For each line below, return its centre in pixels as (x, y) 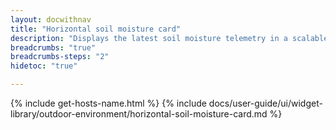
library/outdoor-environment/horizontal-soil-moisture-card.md (139, 114)
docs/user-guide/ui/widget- (265, 103)
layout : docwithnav (51, 19)
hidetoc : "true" (44, 66)
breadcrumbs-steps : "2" (60, 57)
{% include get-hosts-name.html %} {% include (108, 103)
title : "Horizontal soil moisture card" (96, 29)
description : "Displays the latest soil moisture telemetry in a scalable (169, 38)
